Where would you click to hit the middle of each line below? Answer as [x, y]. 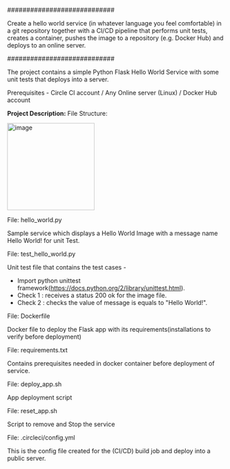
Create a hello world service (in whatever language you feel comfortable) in [115, 23]
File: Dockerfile [29, 316]
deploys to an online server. [47, 45]
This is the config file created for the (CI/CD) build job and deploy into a [109, 451]
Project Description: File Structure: [57, 113]
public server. [27, 458]
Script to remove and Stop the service [61, 424]
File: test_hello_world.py [41, 254]
